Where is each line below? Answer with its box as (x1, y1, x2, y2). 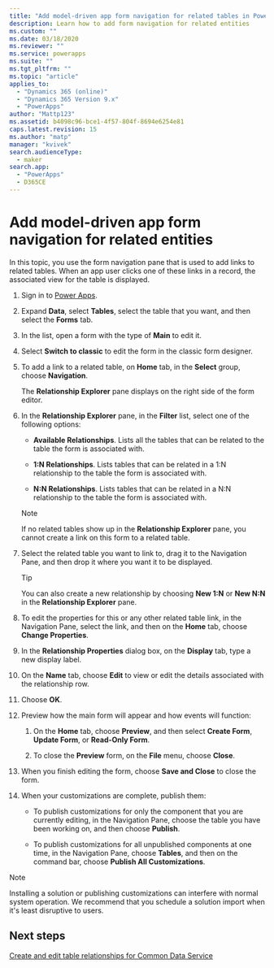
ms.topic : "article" (9, 72, 80, 80)
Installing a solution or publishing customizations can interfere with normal (9, 888, 259, 898)
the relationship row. (20, 679, 90, 688)
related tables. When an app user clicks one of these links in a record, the (9, 266, 256, 276)
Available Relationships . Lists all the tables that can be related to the (33, 435, 265, 445)
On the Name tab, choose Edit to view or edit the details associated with (20, 670, 264, 679)
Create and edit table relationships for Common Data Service (9, 950, 214, 960)
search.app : (9, 163, 50, 171)
